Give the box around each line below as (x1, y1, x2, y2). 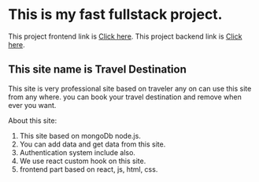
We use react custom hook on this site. (19, 156, 146, 165)
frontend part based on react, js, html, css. (19, 164, 158, 174)
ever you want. (8, 100, 57, 110)
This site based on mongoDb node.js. (19, 131, 142, 140)
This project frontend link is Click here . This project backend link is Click (8, 32, 242, 41)
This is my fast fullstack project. (8, 6, 223, 24)
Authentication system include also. (19, 147, 136, 157)
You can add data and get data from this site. (19, 139, 166, 149)
